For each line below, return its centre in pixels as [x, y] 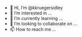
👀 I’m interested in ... [31, 13]
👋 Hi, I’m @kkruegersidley [36, 8]
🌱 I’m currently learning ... [36, 18]
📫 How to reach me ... [33, 29]
